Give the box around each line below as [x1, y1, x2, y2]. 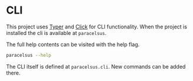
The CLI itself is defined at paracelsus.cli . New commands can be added [6, 63, 186, 70]
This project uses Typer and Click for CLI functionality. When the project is [6, 23, 188, 30]
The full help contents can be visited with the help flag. [6, 41, 140, 48]
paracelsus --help [6, 52, 51, 58]
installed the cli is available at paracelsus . [6, 29, 107, 36]
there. [6, 69, 21, 76]
